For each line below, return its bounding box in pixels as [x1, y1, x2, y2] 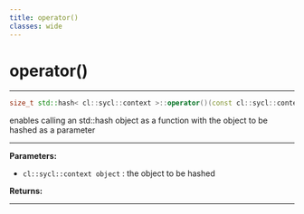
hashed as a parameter [9, 125, 96, 135]
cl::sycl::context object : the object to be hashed [22, 168, 215, 179]
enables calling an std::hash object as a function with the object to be [9, 115, 269, 126]
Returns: [9, 186, 43, 197]
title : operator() [9, 13, 79, 23]
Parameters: [9, 151, 57, 162]
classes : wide [9, 22, 63, 31]
